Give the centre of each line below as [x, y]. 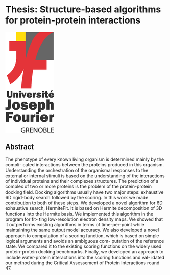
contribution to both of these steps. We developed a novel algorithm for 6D [84, 203]
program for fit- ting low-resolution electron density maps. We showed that [84, 219]
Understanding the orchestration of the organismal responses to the [77, 170]
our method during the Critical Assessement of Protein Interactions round [82, 263]
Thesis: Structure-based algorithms [83, 9]
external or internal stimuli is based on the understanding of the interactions [85, 176]
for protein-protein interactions [73, 20]
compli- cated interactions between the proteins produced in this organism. [85, 164]
